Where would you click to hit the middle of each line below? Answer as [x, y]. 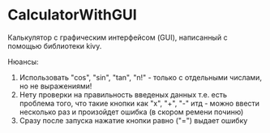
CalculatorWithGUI [72, 15]
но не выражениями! [56, 86]
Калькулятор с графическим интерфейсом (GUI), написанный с [118, 37]
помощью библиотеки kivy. [55, 45]
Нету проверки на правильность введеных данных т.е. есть [123, 94]
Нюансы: [23, 62]
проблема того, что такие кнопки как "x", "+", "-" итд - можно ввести [139, 103]
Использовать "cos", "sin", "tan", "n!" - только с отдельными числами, [141, 77]
